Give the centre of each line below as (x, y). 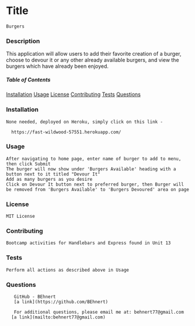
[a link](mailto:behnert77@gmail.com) (59, 317)
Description (23, 41)
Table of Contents (28, 80)
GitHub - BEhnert (35, 297)
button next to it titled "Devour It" (53, 174)
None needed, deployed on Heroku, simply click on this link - (85, 122)
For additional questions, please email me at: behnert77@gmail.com (99, 312)
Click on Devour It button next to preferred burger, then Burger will (95, 184)
